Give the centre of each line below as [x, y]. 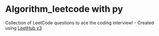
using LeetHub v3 [24, 28]
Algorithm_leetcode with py [64, 9]
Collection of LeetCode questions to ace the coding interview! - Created [80, 23]
